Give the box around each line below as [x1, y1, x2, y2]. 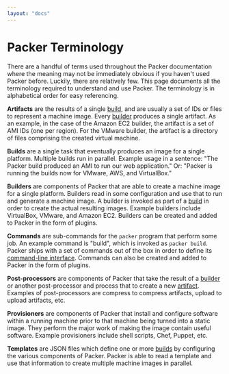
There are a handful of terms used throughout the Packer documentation [7, 62, 212, 71]
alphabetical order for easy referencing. [7, 91, 119, 99]
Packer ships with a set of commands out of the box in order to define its [7, 246, 213, 254]
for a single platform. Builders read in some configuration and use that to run [7, 189, 223, 197]
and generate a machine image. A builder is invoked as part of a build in [7, 197, 209, 205]
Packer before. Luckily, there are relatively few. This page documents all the [7, 77, 221, 85]
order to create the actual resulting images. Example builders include [7, 203, 201, 212]
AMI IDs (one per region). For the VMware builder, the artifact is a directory [7, 126, 219, 134]
